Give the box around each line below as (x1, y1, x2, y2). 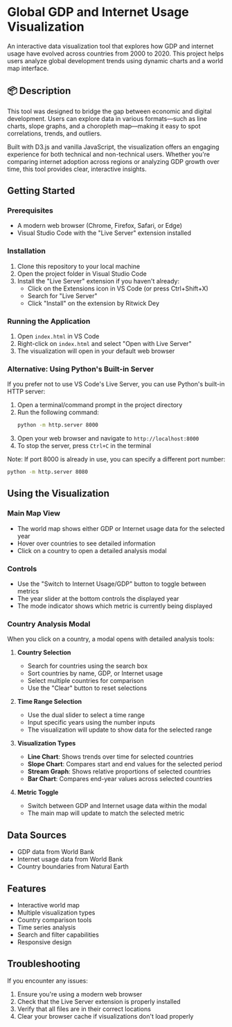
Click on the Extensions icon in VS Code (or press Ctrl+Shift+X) (27, 284, 209, 293)
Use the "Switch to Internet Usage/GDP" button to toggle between (17, 580, 206, 588)
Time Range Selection (17, 698, 82, 706)
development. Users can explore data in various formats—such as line (7, 114, 208, 122)
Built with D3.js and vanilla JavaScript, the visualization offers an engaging (7, 142, 220, 151)
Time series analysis (17, 923, 76, 931)
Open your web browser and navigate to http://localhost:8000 (17, 434, 199, 443)
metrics (17, 587, 39, 595)
